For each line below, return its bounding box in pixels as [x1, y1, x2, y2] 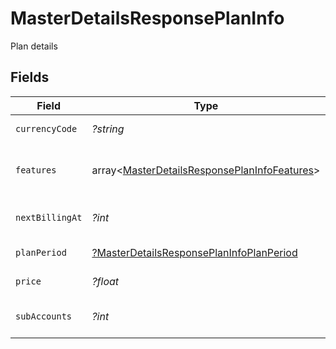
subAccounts [15, 310, 73, 322]
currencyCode [15, 123, 78, 134]
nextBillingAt [15, 212, 83, 223]
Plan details [10, 40, 58, 52]
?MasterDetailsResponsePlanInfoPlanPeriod [91, 245, 298, 259]
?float [91, 274, 120, 288]
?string [91, 122, 125, 136]
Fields [10, 69, 50, 86]
